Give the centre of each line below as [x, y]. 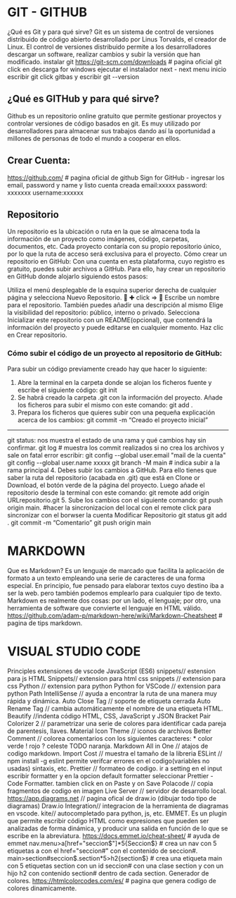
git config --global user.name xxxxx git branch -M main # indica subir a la [113, 462]
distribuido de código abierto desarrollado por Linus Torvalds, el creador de [117, 39]
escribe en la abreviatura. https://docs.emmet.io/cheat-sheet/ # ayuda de [113, 835]
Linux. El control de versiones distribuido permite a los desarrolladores [110, 47]
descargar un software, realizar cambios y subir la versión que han [104, 54]
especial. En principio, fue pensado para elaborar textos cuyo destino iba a [116, 585]
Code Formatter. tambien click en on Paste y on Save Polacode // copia [110, 783]
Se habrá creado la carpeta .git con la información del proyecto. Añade [120, 397]
